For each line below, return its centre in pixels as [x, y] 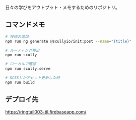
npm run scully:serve [28, 69]
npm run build [20, 82]
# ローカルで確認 [21, 64]
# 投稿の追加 [17, 37]
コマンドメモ [25, 25]
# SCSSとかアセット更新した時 [33, 78]
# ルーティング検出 [22, 50]
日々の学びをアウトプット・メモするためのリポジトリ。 [62, 7]
